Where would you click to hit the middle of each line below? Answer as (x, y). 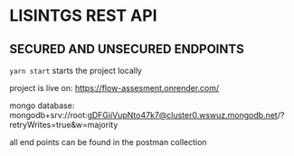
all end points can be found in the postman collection (108, 142)
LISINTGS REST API (83, 16)
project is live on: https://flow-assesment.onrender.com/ (114, 88)
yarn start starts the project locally (76, 70)
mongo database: (42, 106)
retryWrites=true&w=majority (64, 124)
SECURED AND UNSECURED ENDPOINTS (127, 49)
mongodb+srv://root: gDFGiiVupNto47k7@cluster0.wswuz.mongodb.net (143, 115)
